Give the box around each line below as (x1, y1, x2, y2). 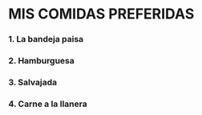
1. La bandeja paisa (8, 34, 84, 45)
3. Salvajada (8, 76, 58, 88)
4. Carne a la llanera (8, 98, 87, 109)
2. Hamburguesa (8, 55, 75, 67)
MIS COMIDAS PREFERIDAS (8, 5, 195, 23)
